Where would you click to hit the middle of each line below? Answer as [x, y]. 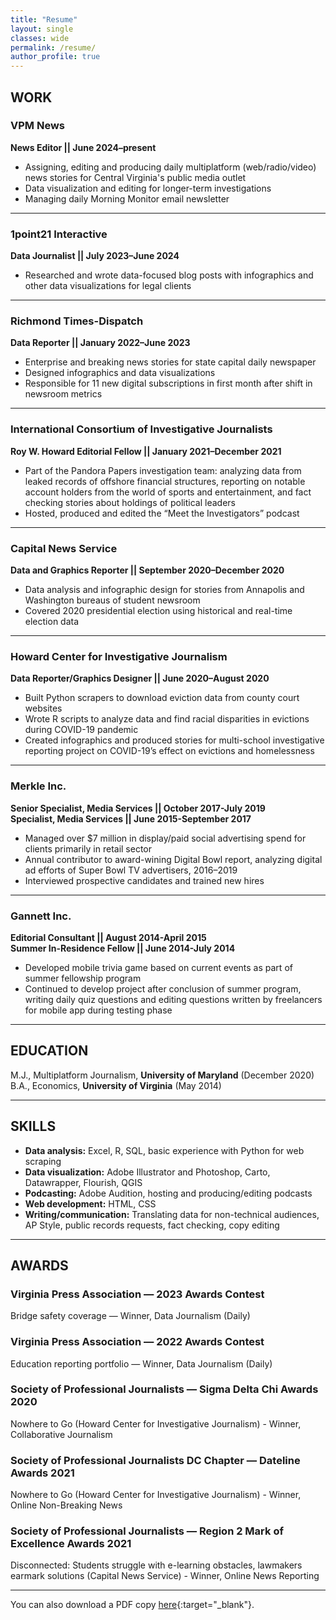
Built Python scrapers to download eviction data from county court [162, 698]
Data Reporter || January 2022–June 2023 [100, 343]
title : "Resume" [44, 19]
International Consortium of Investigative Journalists [141, 429]
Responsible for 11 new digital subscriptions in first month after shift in [168, 383]
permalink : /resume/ [53, 47]
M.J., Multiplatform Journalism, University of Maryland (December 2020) [162, 1075]
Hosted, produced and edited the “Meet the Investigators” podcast [162, 513]
